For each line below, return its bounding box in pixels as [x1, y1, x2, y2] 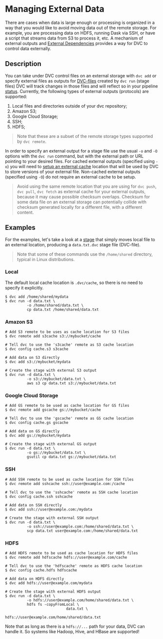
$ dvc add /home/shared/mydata [5, 294, 69, 299]
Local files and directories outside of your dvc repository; [12, 103, 127, 109]
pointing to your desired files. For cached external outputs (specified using [5, 158, 155, 164]
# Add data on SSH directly [5, 503, 62, 507]
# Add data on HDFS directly [5, 576, 64, 581]
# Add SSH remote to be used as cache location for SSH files [5, 477, 134, 482]
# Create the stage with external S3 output [5, 368, 97, 373]
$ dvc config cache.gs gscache [5, 420, 69, 425]
